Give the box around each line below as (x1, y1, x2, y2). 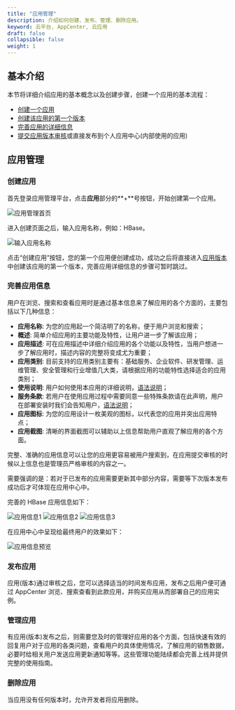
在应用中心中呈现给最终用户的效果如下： (7, 527, 124, 536)
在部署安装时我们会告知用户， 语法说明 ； (17, 400, 134, 409)
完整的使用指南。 (7, 659, 57, 667)
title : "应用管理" (7, 10, 57, 17)
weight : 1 (7, 43, 36, 50)
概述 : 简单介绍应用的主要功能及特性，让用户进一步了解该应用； (17, 330, 199, 339)
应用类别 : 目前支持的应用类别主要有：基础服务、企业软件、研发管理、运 (17, 357, 224, 365)
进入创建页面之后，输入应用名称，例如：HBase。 (7, 223, 149, 232)
